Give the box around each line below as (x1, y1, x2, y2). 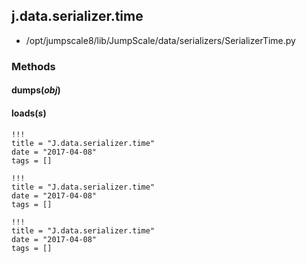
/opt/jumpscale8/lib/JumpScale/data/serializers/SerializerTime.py (25, 34, 296, 46)
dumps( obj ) (11, 84, 61, 96)
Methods (11, 59, 56, 73)
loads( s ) (11, 107, 47, 119)
